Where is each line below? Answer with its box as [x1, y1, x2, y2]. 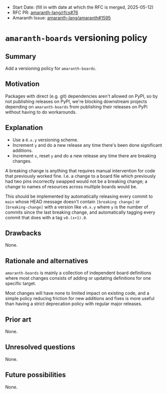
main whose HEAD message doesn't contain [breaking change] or [5, 198, 141, 204]
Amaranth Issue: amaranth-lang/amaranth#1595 [12, 15, 111, 20]
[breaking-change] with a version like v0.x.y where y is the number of [5, 204, 149, 210]
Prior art [5, 315, 31, 324]
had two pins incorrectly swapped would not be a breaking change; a [5, 178, 148, 184]
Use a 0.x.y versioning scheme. [12, 137, 79, 143]
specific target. [5, 281, 36, 287]
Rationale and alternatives [5, 257, 89, 265]
